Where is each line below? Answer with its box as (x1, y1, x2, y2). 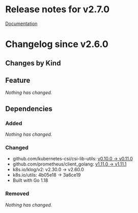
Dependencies (5, 104, 52, 113)
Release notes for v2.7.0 (5, 4, 110, 15)
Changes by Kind (5, 59, 61, 67)
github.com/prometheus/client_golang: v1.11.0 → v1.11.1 (12, 161, 127, 167)
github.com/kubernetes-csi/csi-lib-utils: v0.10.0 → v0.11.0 (12, 156, 133, 162)
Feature (5, 76, 31, 85)
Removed (5, 190, 30, 197)
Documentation (5, 20, 38, 27)
